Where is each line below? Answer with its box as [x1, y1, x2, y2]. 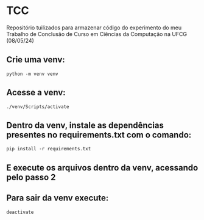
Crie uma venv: [6, 54, 65, 65]
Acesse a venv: [6, 87, 66, 98]
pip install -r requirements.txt [6, 146, 91, 152]
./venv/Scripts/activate [6, 103, 69, 110]
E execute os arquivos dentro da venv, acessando [6, 163, 199, 173]
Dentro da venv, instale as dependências [6, 120, 164, 130]
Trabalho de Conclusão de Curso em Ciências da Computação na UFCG [6, 30, 188, 37]
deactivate [6, 209, 34, 215]
